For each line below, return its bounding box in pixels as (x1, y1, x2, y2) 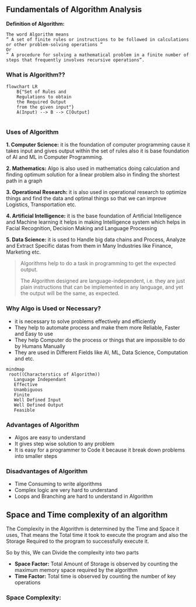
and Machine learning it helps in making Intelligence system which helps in (6, 218, 186, 226)
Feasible (13, 407, 35, 413)
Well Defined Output (13, 402, 64, 408)
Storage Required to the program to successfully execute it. (6, 537, 149, 545)
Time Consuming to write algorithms (14, 480, 102, 487)
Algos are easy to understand (14, 434, 86, 440)
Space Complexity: (6, 594, 61, 602)
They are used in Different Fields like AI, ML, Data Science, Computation (14, 349, 188, 356)
